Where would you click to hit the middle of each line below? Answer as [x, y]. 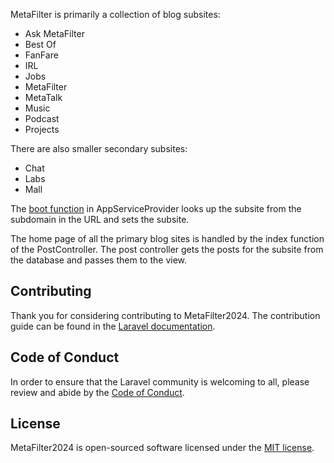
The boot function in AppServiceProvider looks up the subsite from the [156, 208]
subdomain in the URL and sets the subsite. [100, 219]
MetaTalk [43, 97]
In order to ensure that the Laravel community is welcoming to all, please [160, 381]
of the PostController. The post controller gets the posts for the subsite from [167, 249]
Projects [42, 129]
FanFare [41, 55]
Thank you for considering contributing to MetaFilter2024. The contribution [165, 315]
